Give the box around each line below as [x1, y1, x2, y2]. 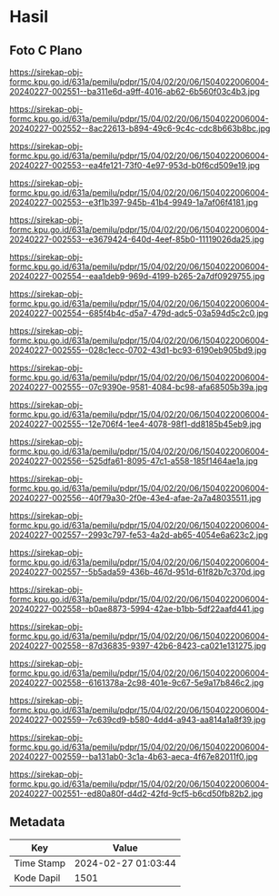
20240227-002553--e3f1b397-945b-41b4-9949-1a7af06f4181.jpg [9, 197, 259, 207]
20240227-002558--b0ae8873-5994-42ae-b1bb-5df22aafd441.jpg [9, 603, 264, 614]
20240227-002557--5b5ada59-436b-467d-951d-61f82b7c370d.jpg [9, 567, 265, 577]
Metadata [9, 814, 65, 830]
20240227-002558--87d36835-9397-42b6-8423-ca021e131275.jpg [9, 640, 266, 651]
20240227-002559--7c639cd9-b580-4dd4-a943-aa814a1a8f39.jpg [9, 714, 266, 725]
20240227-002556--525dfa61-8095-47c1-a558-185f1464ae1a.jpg [9, 456, 259, 466]
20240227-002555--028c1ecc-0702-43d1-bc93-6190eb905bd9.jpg [9, 345, 267, 356]
